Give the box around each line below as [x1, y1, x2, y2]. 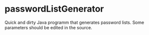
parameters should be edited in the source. [4, 24, 92, 30]
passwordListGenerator [4, 3, 104, 15]
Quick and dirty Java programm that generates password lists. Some [4, 19, 144, 25]
